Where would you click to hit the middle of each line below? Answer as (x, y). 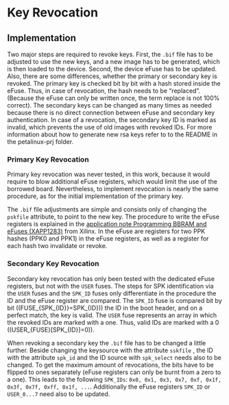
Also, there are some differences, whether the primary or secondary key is (112, 76)
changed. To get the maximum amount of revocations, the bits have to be (110, 365)
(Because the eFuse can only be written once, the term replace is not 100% (113, 98)
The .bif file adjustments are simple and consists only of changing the (107, 210)
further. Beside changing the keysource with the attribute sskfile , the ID (110, 350)
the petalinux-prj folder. (40, 142)
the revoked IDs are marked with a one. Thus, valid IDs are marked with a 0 (113, 322)
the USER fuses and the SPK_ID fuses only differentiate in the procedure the (112, 293)
